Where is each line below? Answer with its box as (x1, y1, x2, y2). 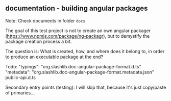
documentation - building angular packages (5, 4, 148, 13)
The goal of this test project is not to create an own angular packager (5, 28, 151, 34)
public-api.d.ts (5, 74, 36, 81)
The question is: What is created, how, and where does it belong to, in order (5, 48, 165, 54)
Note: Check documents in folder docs (5, 17, 86, 23)
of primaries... (5, 89, 35, 96)
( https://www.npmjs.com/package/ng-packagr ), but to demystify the (5, 33, 150, 39)
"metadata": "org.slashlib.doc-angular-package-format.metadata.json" (5, 69, 155, 75)
